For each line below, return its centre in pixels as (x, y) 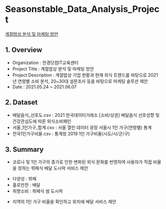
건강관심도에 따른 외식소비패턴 (41, 121)
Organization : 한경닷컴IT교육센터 (45, 63)
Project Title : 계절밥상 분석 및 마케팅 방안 (53, 69)
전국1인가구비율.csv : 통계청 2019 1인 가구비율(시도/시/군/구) (71, 134)
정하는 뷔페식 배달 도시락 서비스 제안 (53, 168)
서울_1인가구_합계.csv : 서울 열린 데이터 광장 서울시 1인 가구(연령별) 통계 (82, 127)
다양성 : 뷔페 (24, 179)
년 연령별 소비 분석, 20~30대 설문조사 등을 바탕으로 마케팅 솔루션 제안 (80, 81)
